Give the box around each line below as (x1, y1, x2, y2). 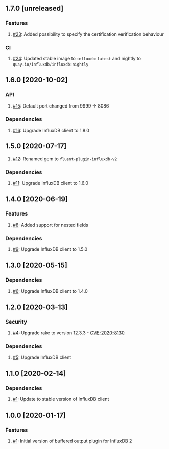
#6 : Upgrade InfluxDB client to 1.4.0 (12, 288, 88, 294)
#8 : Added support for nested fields (12, 222, 88, 228)
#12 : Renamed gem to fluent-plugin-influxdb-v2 (12, 156, 117, 162)
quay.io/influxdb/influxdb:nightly (12, 61, 89, 67)
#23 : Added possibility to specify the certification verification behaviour (12, 31, 164, 37)
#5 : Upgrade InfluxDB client (12, 354, 71, 360)
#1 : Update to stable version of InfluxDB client (12, 396, 109, 402)
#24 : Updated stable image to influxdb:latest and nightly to (12, 55, 141, 61)
